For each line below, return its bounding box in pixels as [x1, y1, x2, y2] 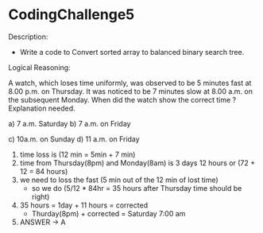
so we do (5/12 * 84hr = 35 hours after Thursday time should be [31, 183, 242, 192]
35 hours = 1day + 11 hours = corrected [19, 200, 149, 210]
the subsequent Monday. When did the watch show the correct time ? [8, 95, 237, 104]
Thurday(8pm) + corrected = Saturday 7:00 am [31, 208, 186, 218]
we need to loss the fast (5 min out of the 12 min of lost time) [19, 175, 219, 184]
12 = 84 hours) [19, 166, 68, 176]
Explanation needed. [8, 103, 75, 113]
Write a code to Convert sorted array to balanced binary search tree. [19, 47, 245, 56]
